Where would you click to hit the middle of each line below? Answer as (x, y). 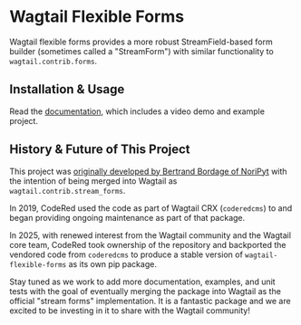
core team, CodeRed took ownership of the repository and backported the (148, 244)
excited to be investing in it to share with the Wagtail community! (130, 311)
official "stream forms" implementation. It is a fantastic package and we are (150, 301)
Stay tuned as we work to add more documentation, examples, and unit (142, 282)
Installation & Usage (67, 89)
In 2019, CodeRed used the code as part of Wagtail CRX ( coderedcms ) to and (151, 208)
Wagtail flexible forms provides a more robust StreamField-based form (141, 42)
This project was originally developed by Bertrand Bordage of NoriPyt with (148, 171)
